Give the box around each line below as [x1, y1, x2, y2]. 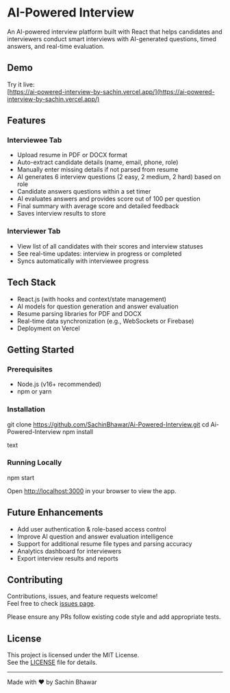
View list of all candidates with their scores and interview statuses [16, 242, 203, 250]
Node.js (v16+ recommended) [16, 380, 101, 389]
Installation [7, 405, 46, 414]
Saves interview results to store [16, 209, 106, 218]
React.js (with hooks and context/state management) [16, 295, 166, 303]
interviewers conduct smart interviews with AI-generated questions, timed [7, 34, 217, 43]
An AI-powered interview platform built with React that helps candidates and [7, 27, 222, 36]
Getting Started [7, 343, 75, 355]
